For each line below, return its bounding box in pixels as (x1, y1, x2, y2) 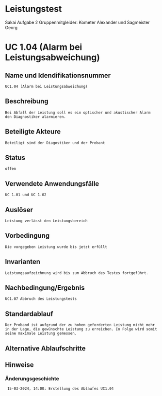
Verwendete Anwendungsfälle (5, 180, 99, 188)
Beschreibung (5, 97, 49, 105)
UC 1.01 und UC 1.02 (5, 193, 47, 198)
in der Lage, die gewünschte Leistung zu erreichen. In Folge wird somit (5, 327, 158, 332)
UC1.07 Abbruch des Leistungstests (5, 297, 77, 301)
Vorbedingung (5, 231, 50, 240)
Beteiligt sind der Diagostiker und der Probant (5, 140, 105, 145)
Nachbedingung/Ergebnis (5, 284, 85, 292)
